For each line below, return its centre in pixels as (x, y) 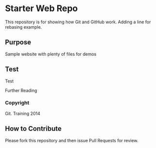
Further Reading (21, 90)
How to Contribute (33, 129)
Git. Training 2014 (23, 113)
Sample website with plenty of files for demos (51, 54)
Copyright (17, 103)
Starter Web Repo (41, 8)
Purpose (18, 42)
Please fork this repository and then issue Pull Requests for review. (72, 140)
